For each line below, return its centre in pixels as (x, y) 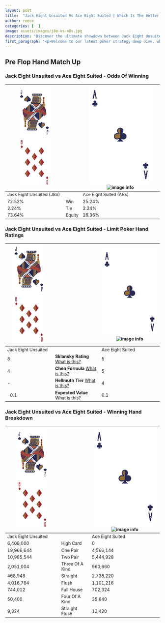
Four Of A (71, 596)
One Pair (70, 550)
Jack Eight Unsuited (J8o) (34, 195)
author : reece (20, 21)
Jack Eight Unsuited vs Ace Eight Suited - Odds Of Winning (77, 76)
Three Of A (72, 564)
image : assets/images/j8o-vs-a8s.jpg (44, 31)
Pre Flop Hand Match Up (43, 62)
